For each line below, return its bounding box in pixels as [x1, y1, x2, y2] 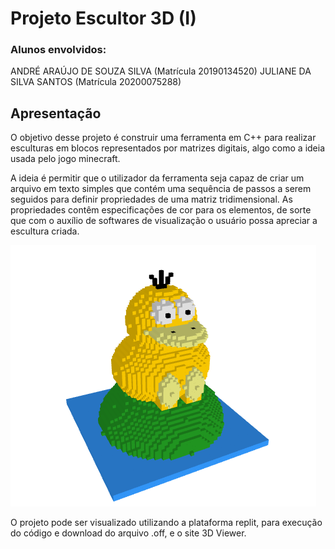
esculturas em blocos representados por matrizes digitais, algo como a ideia [10, 142, 326, 154]
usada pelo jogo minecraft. [10, 153, 121, 165]
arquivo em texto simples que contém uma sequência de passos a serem [10, 183, 312, 195]
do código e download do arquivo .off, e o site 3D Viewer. [10, 527, 247, 539]
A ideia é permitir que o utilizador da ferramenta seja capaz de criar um [10, 172, 305, 184]
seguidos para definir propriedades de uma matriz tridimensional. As [10, 193, 293, 206]
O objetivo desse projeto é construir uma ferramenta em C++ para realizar [10, 132, 317, 144]
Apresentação [10, 105, 102, 122]
